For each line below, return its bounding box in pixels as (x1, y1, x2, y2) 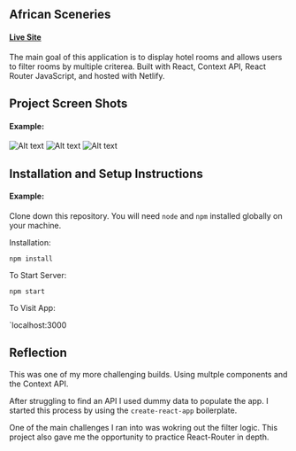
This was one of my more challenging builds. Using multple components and (9, 369, 288, 379)
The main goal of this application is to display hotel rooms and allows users (9, 51, 283, 62)
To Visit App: (9, 302, 56, 313)
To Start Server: (9, 269, 67, 280)
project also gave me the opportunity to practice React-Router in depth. (9, 432, 269, 442)
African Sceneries (9, 7, 111, 22)
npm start (9, 287, 46, 296)
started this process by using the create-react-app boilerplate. (9, 405, 238, 416)
